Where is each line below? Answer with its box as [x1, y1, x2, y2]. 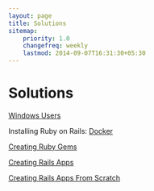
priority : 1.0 [23, 34, 70, 43]
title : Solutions [8, 19, 67, 27]
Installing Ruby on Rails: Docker [8, 126, 114, 135]
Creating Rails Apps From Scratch [8, 172, 121, 182]
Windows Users [8, 110, 61, 120]
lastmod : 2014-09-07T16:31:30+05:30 [23, 49, 147, 57]
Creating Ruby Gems [8, 142, 77, 152]
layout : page [8, 11, 52, 20]
